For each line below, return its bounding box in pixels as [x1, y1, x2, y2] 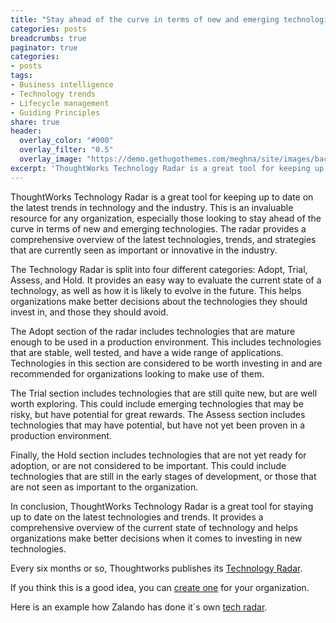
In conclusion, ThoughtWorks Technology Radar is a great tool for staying [10, 500, 314, 512]
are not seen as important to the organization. [10, 481, 199, 493]
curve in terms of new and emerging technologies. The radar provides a [10, 222, 307, 235]
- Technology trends [10, 89, 97, 99]
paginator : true [10, 42, 78, 53]
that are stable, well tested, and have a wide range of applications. [10, 346, 284, 358]
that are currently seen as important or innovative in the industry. [10, 244, 278, 256]
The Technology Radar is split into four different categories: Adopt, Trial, [10, 263, 308, 275]
